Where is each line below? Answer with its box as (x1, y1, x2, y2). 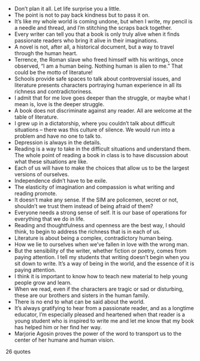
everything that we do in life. (14, 215, 85, 222)
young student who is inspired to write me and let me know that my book (14, 317, 194, 324)
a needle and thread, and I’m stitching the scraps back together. (14, 24, 172, 31)
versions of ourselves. (14, 171, 69, 178)
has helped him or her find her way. (14, 324, 102, 330)
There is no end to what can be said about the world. (14, 298, 145, 305)
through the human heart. (14, 50, 78, 56)
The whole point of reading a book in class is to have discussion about (14, 152, 189, 158)
